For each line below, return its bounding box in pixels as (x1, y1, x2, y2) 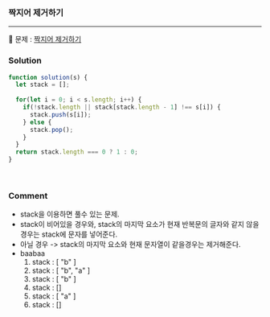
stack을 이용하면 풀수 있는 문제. (19, 209, 120, 219)
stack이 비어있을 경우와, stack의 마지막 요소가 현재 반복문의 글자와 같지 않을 (19, 220, 260, 229)
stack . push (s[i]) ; (29, 110, 92, 118)
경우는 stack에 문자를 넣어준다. (19, 229, 118, 239)
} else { (22, 118, 52, 126)
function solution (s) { (8, 73, 88, 81)
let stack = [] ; (15, 80, 70, 89)
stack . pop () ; (29, 126, 74, 134)
